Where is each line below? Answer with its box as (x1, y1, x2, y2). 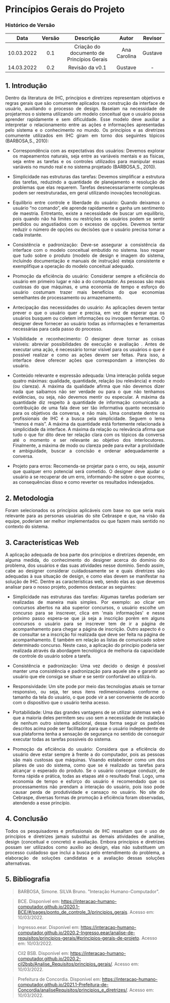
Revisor (143, 34, 162, 42)
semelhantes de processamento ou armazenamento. (12, 295, 122, 301)
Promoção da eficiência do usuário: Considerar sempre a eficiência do (12, 273, 165, 279)
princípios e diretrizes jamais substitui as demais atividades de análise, (5, 833, 165, 839)
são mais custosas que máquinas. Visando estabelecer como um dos (12, 756, 165, 763)
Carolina (116, 53, 137, 60)
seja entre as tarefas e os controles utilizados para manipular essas (12, 159, 165, 165)
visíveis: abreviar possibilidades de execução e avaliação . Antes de (12, 341, 165, 348)
